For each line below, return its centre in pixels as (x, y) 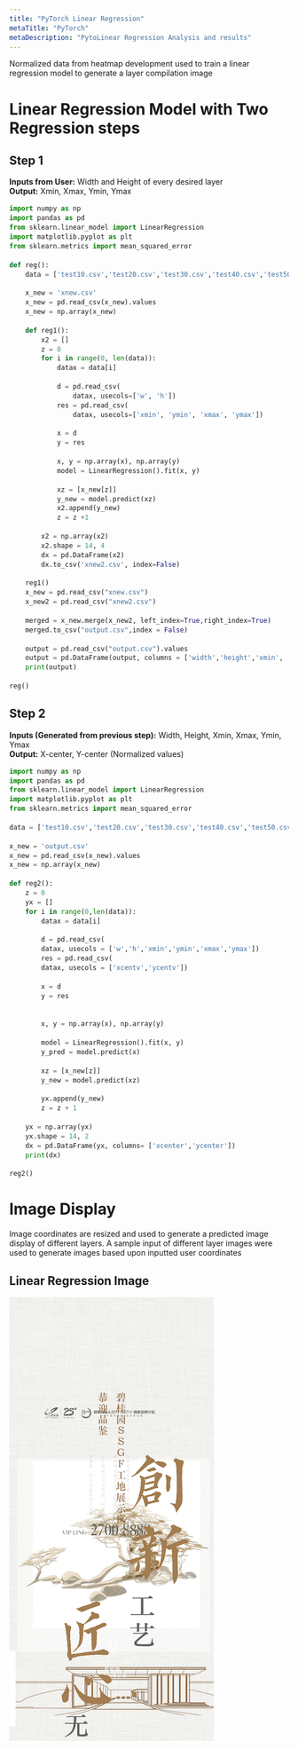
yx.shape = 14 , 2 (57, 1136)
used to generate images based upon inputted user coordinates (125, 1253)
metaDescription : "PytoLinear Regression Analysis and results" (130, 37)
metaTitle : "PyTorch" (49, 28)
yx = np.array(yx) (59, 1127)
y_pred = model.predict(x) (91, 1052)
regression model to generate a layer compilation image (111, 73)
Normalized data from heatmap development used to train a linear (129, 64)
